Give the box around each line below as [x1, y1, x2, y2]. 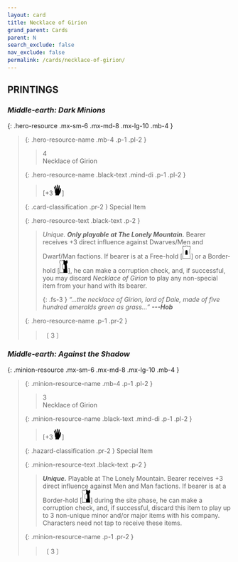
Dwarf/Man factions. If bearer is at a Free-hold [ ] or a [42, 251, 207, 260]
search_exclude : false [7, 41, 75, 49]
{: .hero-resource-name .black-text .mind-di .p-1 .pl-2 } [24, 170, 186, 179]
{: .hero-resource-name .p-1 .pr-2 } [24, 316, 128, 325]
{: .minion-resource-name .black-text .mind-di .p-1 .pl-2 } [24, 414, 193, 423]
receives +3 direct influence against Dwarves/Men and [42, 237, 204, 246]
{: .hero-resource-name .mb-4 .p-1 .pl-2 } [24, 135, 147, 144]
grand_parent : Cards [7, 26, 69, 33]
